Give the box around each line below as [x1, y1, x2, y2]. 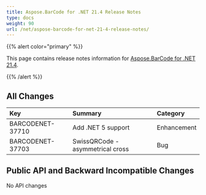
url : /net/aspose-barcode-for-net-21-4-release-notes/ [6, 26, 150, 32]
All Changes [6, 91, 54, 101]
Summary [72, 109, 102, 118]
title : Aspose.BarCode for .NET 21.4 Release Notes [6, 9, 141, 15]
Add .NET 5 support [72, 123, 130, 132]
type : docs [6, 15, 34, 21]
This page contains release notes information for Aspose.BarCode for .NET [6, 55, 196, 62]
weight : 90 [6, 20, 34, 26]
